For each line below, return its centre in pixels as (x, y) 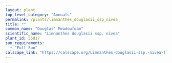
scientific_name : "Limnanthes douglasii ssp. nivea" (63, 34)
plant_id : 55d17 (23, 39)
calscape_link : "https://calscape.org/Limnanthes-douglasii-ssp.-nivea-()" (88, 52)
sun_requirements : (25, 43)
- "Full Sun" (24, 48)
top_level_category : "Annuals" (39, 15)
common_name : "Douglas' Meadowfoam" (44, 29)
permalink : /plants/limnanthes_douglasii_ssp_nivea (61, 19)
